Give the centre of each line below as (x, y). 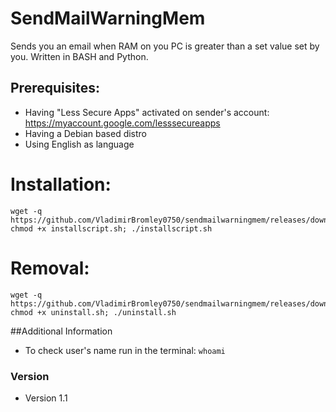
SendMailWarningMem (108, 18)
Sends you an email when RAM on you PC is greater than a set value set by (165, 46)
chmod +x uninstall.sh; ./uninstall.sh (93, 312)
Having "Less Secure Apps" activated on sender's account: (147, 112)
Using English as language (79, 144)
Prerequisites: (55, 88)
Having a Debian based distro (86, 133)
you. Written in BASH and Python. (79, 56)
